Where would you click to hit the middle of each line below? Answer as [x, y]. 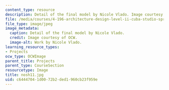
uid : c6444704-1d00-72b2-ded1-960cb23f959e [52, 79]
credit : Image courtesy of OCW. [44, 38]
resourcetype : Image [27, 70]
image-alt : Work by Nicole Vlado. [46, 42]
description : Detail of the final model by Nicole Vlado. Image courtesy [84, 14]
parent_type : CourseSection [35, 65]
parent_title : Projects [30, 61]
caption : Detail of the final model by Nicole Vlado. [67, 33]
